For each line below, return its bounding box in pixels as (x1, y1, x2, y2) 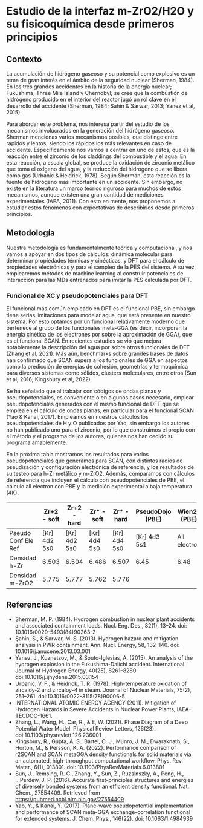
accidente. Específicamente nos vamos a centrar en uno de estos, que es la (6, 146, 195, 153)
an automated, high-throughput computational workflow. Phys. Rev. (14, 757, 183, 764)
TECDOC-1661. (14, 712, 53, 719)
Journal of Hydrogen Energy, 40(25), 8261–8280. (14, 667, 138, 674)
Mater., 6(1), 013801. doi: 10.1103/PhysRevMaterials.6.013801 (14, 763, 165, 770)
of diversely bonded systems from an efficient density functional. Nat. (14, 783, 190, 790)
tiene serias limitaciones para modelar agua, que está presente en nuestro (6, 312, 192, 319)
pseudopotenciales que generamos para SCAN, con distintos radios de (6, 457, 183, 464)
